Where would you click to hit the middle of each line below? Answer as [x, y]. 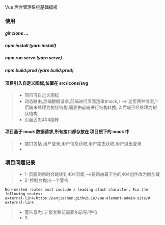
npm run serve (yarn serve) [34, 58]
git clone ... [17, 33]
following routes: [24, 194]
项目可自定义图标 [42, 95]
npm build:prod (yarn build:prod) [40, 70]
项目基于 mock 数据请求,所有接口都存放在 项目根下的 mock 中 [67, 132]
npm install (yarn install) [31, 45]
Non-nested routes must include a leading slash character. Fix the [77, 190]
